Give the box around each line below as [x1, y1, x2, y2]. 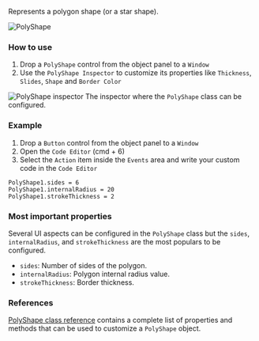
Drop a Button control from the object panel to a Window [19, 138, 199, 147]
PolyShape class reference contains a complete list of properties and [8, 316, 233, 325]
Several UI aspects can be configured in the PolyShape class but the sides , [8, 229, 250, 238]
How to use [8, 41, 53, 52]
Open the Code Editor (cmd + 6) [19, 146, 125, 156]
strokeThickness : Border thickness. [19, 277, 134, 287]
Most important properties [8, 210, 112, 222]
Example [8, 120, 43, 131]
